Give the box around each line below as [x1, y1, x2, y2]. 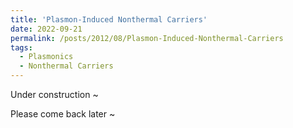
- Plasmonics [19, 52, 74, 62]
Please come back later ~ [10, 108, 116, 120]
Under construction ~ [10, 89, 99, 100]
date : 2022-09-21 [10, 24, 83, 34]
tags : [10, 42, 33, 53]
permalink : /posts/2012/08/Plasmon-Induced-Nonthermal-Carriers [10, 33, 284, 43]
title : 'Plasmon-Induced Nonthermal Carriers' [10, 14, 208, 25]
